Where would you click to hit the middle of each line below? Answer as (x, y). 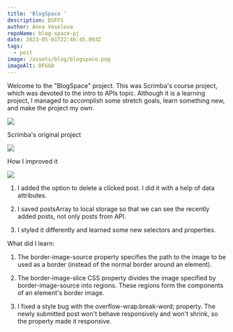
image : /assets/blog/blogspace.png (59, 59)
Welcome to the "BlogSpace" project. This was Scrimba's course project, (112, 85)
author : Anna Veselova (40, 27)
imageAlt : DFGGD (31, 66)
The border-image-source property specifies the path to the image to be (122, 257)
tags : (15, 46)
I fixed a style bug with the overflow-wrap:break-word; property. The (116, 306)
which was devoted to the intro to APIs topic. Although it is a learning (106, 93)
